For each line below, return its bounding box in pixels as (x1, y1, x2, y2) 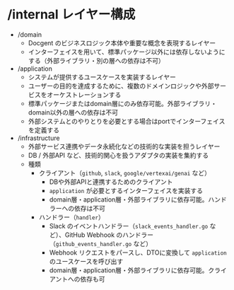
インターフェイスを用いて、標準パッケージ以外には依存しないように (28, 47, 226, 56)
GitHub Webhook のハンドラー (64, 231, 154, 239)
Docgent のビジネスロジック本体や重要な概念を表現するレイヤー (28, 38, 216, 47)
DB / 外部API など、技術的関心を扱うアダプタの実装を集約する (28, 151, 209, 159)
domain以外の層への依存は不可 (28, 108, 119, 117)
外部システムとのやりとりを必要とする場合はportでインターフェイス (28, 117, 226, 125)
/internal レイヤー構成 (7, 6, 136, 23)
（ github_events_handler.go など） (49, 239, 152, 248)
